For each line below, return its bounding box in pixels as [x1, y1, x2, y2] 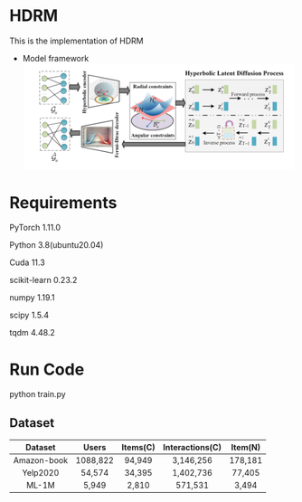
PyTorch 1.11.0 [9, 223, 61, 233]
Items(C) [121, 441, 156, 452]
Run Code [9, 359, 85, 380]
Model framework [22, 52, 90, 63]
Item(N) [231, 441, 261, 452]
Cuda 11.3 [9, 257, 45, 268]
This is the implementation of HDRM [9, 35, 144, 46]
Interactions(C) [162, 441, 222, 452]
